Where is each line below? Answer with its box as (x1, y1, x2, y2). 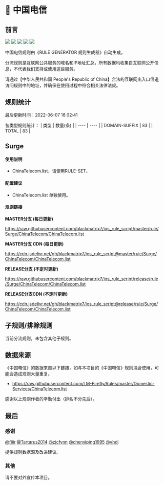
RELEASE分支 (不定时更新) (5, 266, 59, 272)
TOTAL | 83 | (5, 128, 31, 133)
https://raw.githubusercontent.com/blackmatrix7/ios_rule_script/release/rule (5, 276, 159, 282)
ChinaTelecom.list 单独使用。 (12, 192, 71, 198)
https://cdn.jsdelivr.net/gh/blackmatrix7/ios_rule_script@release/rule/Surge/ (5, 301, 158, 307)
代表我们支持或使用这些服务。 (18, 66, 78, 71)
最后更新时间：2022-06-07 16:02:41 (5, 112, 78, 118)
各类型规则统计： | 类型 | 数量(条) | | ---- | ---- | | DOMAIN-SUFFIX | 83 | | (5, 122, 153, 128)
